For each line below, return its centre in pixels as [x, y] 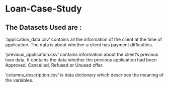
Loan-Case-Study [44, 9]
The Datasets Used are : [44, 27]
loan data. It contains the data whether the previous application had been [81, 60]
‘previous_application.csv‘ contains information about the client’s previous [82, 54]
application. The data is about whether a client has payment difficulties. [79, 45]
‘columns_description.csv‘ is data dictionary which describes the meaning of [84, 75]
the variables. [19, 80]
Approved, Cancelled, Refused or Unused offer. [54, 65]
